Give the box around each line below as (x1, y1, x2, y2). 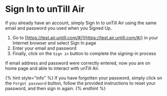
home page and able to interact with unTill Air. (5, 65, 100, 71)
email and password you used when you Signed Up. (5, 25, 112, 31)
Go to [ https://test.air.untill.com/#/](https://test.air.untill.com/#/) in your (12, 35, 159, 41)
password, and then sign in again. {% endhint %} (5, 85, 106, 91)
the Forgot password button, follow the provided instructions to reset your (5, 80, 156, 86)
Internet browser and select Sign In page (12, 40, 96, 46)
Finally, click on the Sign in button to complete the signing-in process (12, 50, 157, 56)
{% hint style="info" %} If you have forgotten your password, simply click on (5, 75, 163, 81)
